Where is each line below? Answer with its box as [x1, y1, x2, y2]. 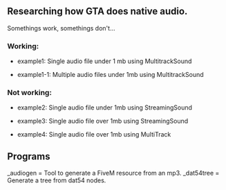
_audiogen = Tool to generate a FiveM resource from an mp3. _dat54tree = [7, 169, 220, 178]
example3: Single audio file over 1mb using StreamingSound [17, 117, 189, 126]
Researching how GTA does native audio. [7, 6, 188, 17]
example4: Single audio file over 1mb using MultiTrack [17, 130, 171, 139]
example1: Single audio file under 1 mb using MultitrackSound [17, 57, 192, 65]
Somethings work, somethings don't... [7, 24, 115, 32]
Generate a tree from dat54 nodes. [7, 176, 106, 184]
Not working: [7, 88, 52, 98]
